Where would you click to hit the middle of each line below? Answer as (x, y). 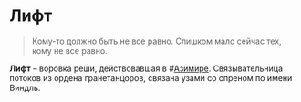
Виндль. (25, 87)
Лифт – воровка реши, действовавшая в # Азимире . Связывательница (146, 68)
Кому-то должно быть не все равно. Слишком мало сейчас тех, (156, 41)
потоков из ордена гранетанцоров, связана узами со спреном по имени (151, 77)
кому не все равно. (69, 50)
